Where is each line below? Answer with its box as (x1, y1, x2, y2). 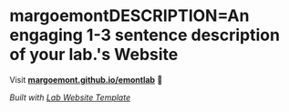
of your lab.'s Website (9, 45, 179, 65)
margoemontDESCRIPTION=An (9, 5, 250, 26)
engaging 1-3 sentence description (9, 25, 281, 46)
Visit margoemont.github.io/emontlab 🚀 (9, 74, 163, 85)
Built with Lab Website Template (9, 92, 130, 103)
